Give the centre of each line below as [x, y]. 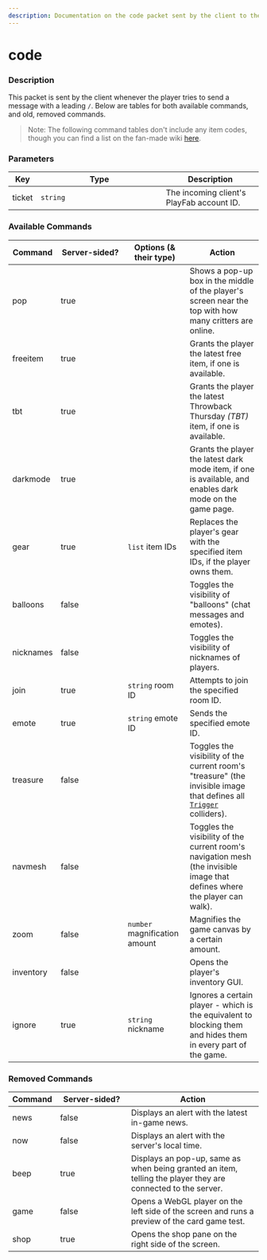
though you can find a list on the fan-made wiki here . [114, 138]
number [140, 924]
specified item [216, 551]
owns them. [211, 571]
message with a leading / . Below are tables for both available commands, [128, 106]
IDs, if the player [220, 561]
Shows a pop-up [221, 270]
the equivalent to [221, 1015]
